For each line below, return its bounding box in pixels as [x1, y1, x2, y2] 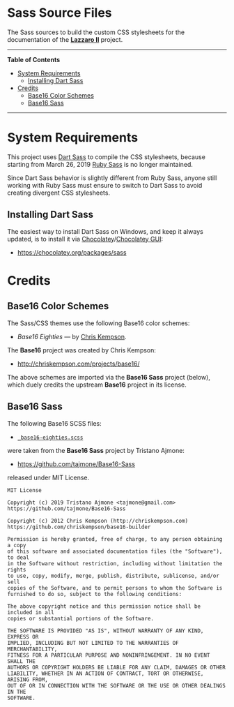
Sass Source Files [7, 5, 112, 21]
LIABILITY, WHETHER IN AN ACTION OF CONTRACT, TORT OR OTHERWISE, [7, 670, 204, 677]
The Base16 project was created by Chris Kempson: [7, 345, 157, 354]
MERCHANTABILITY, [7, 646, 58, 653]
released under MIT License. [7, 473, 90, 482]
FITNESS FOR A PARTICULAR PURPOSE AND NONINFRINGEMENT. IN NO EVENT [7, 651, 210, 659]
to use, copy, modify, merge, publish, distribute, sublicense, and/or [7, 572, 219, 579]
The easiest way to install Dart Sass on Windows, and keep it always [7, 227, 203, 235]
